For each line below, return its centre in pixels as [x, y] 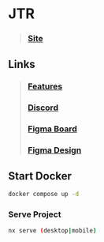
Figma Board [52, 129]
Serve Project [35, 214]
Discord [43, 108]
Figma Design [54, 150]
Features [45, 86]
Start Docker [40, 176]
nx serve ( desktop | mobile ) [52, 231]
